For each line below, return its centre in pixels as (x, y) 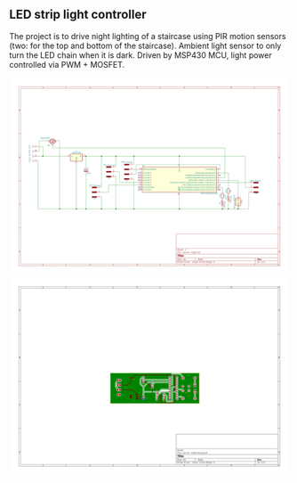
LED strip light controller (78, 15)
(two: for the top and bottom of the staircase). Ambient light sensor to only (145, 45)
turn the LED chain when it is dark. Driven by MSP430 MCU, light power (141, 55)
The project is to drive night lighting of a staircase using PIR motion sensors (148, 36)
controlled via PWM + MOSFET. (67, 64)
